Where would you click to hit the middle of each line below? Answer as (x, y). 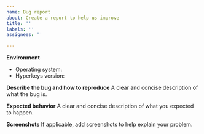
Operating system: (39, 69)
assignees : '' (25, 35)
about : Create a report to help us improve (63, 18)
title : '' (19, 23)
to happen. (20, 113)
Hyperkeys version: (40, 76)
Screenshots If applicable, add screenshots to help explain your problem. (100, 125)
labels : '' (20, 29)
